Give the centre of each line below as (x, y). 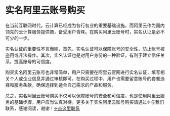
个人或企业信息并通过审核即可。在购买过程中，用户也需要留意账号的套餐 (85, 79)
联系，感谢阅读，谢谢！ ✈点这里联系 (42, 108)
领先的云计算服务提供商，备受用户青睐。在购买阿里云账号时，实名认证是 (80, 31)
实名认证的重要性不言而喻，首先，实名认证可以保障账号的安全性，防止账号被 (85, 49)
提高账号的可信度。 (34, 61)
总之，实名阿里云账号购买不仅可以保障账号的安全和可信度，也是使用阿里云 (83, 95)
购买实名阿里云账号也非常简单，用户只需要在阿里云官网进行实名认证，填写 (83, 72)
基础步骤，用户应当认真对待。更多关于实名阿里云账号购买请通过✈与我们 (89, 102)
